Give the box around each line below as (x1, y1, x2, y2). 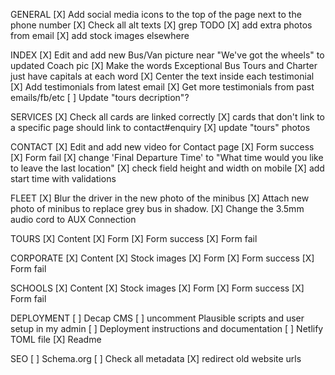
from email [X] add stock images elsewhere (10, 30, 190, 41)
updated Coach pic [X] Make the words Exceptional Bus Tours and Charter (10, 60, 318, 71)
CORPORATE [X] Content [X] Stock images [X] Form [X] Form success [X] (10, 252, 315, 264)
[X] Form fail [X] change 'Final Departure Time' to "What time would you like (10, 152, 324, 163)
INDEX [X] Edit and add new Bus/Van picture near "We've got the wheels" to (10, 49, 325, 61)
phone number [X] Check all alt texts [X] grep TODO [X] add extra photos (10, 19, 313, 31)
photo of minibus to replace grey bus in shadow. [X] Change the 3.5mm (10, 203, 305, 214)
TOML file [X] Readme (10, 334, 102, 345)
